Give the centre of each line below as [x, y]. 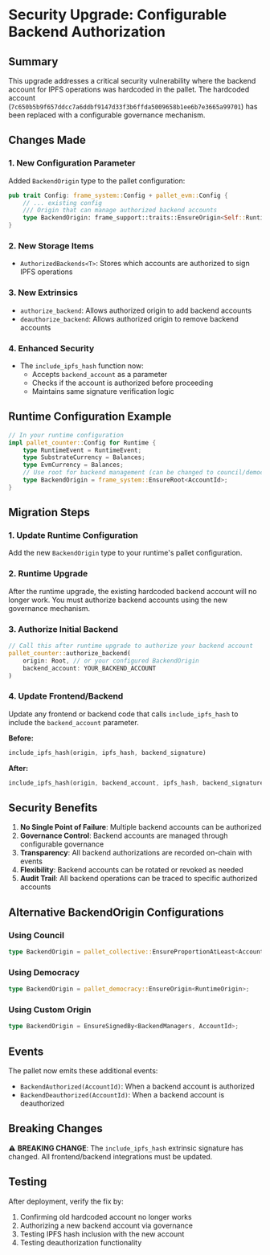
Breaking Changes [55, 1128]
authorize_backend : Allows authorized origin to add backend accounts [135, 310]
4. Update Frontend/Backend [66, 696]
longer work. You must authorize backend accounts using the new [118, 600]
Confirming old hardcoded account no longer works [106, 1216]
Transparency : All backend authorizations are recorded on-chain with [136, 853]
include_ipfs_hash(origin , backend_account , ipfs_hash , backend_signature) [138, 783]
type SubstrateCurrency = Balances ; [84, 457]
